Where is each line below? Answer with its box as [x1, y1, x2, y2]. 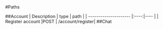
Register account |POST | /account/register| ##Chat [5, 19, 112, 24]
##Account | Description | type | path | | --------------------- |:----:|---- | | [5, 14, 159, 19]
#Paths [5, 4, 20, 10]
